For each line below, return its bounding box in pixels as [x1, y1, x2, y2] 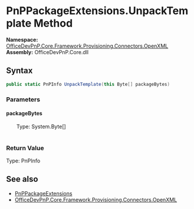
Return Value [6, 144, 44, 152]
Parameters [6, 95, 40, 104]
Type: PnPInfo [6, 157, 41, 164]
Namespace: [6, 36, 38, 43]
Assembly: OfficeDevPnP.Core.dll [6, 48, 89, 55]
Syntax [6, 66, 33, 76]
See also [6, 174, 38, 184]
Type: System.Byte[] [17, 122, 66, 130]
